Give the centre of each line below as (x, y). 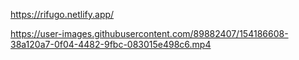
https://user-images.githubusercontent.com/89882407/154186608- (149, 33)
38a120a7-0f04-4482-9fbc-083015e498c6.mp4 (111, 44)
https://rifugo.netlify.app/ (62, 14)
